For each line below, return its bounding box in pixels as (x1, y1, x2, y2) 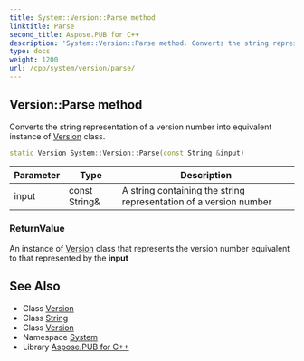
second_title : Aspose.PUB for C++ (9, 30, 140, 39)
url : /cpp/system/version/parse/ (9, 64, 136, 73)
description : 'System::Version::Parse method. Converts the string (9, 38, 270, 48)
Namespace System (22, 331, 98, 342)
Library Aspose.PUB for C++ (22, 341, 129, 352)
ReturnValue (9, 223, 65, 235)
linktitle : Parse (9, 22, 75, 31)
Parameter (14, 168, 61, 181)
